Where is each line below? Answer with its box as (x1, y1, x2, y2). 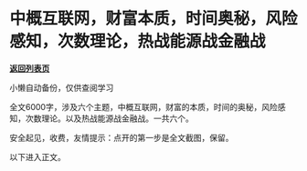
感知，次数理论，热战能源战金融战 (9, 31, 267, 52)
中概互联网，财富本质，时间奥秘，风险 (9, 8, 299, 29)
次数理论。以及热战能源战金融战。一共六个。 (25, 113, 194, 124)
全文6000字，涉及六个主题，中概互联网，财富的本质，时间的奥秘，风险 (9, 101, 279, 112)
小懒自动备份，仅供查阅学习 (9, 82, 114, 93)
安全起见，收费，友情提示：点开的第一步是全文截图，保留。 (9, 132, 234, 143)
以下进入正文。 (9, 151, 66, 162)
